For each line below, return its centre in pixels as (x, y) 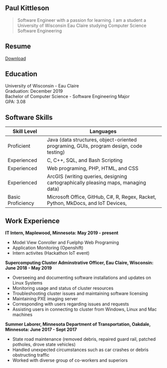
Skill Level (25, 131)
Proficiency (21, 203)
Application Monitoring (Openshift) (48, 248)
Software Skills (29, 117)
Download (16, 58)
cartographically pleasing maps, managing (97, 183)
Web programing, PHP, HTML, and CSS (93, 169)
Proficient (19, 146)
